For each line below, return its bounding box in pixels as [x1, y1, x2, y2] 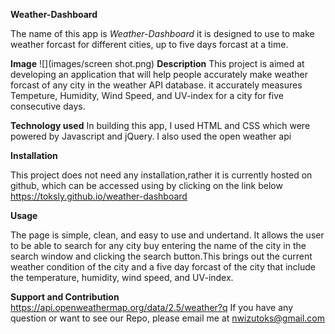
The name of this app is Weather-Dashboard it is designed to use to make [10, 28, 315, 39]
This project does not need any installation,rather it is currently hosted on [10, 169, 313, 181]
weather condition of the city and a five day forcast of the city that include [10, 261, 316, 273]
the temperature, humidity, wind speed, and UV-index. [10, 272, 234, 283]
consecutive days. [10, 100, 86, 112]
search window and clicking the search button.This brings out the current [10, 250, 313, 262]
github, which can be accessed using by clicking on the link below [10, 180, 283, 191]
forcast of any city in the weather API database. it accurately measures [10, 79, 303, 91]
